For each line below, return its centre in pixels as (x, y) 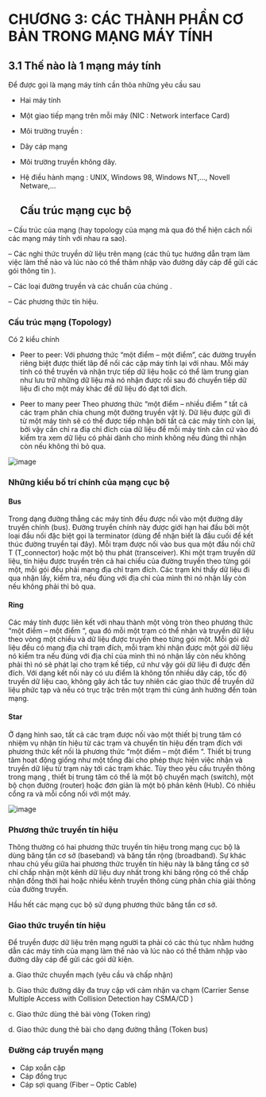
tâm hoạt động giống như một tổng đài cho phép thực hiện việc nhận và (125, 760)
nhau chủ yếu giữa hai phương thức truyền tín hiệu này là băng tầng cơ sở (129, 864)
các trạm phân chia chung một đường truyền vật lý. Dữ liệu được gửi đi (135, 413)
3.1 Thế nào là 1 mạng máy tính (85, 66)
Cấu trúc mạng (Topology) (60, 322)
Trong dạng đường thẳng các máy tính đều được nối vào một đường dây (126, 519)
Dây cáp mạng (43, 146)
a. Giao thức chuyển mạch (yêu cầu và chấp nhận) (91, 975)
